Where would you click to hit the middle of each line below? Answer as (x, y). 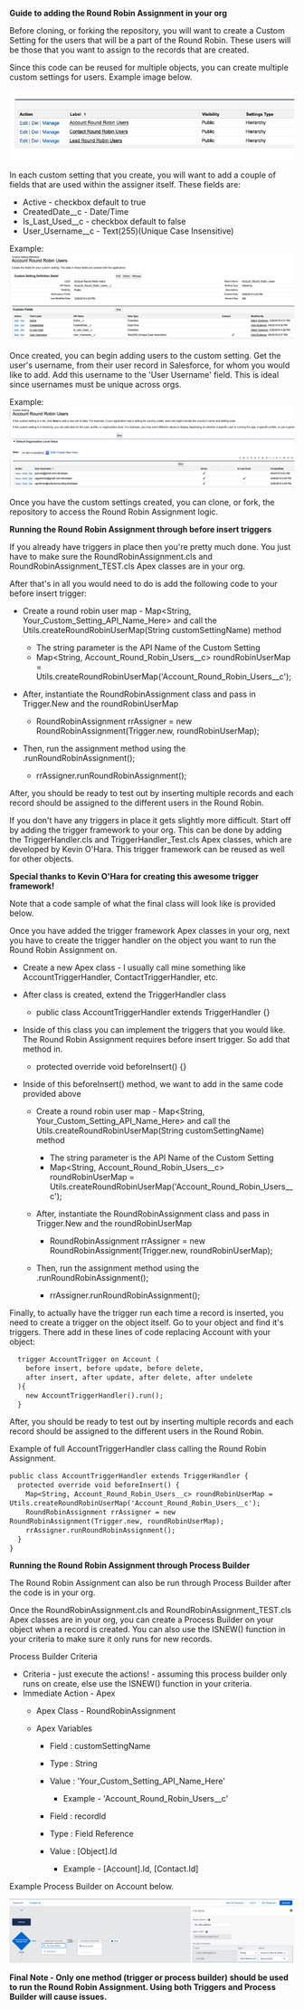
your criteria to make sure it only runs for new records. (111, 1639)
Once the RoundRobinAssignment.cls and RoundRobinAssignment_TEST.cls (151, 1610)
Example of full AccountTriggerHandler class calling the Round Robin (138, 1448)
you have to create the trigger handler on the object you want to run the (143, 940)
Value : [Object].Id (83, 1850)
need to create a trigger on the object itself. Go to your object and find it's (147, 1322)
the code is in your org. (52, 1592)
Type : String (73, 1763)
